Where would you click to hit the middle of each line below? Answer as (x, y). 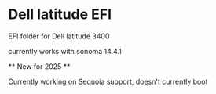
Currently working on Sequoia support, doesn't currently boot (108, 81)
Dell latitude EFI (60, 14)
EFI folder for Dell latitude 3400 (59, 36)
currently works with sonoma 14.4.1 (65, 51)
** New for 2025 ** (39, 66)
